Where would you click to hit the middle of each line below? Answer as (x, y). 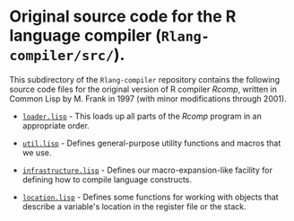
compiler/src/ (62, 56)
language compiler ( (85, 35)
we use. (37, 152)
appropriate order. (56, 125)
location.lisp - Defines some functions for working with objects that (151, 197)
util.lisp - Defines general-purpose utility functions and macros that (151, 143)
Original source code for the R (123, 17)
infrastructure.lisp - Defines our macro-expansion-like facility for (147, 170)
